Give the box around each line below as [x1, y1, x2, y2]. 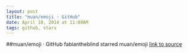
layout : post [6, 8, 38, 15]
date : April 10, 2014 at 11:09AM [6, 19, 89, 25]
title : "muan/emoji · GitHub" [6, 14, 81, 20]
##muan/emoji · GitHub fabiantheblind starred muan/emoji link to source [6, 41, 182, 48]
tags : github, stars [6, 24, 57, 31]
